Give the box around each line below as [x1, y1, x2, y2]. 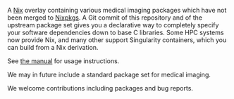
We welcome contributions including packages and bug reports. [7, 84, 194, 92]
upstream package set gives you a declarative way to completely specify [7, 21, 219, 29]
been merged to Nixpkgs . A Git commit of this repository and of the [7, 13, 203, 22]
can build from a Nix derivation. [7, 44, 99, 51]
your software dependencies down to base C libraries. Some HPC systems [7, 28, 224, 37]
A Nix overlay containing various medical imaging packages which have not [7, 6, 227, 14]
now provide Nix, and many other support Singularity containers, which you [7, 36, 227, 44]
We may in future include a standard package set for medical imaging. [7, 70, 211, 79]
